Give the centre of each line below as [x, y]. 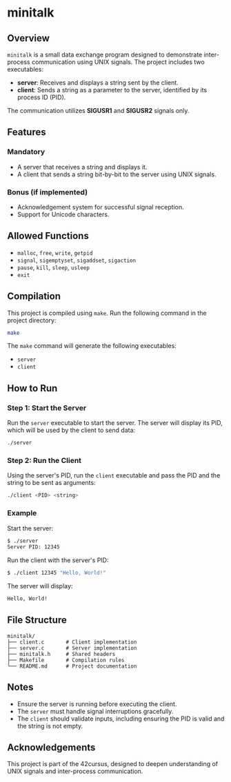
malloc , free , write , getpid [55, 252]
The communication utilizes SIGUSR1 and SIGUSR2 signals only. [98, 111]
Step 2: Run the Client [44, 460]
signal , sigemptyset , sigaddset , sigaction [77, 260]
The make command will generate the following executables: [92, 346]
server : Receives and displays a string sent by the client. [98, 83]
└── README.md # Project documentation [72, 666]
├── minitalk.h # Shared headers [61, 654]
